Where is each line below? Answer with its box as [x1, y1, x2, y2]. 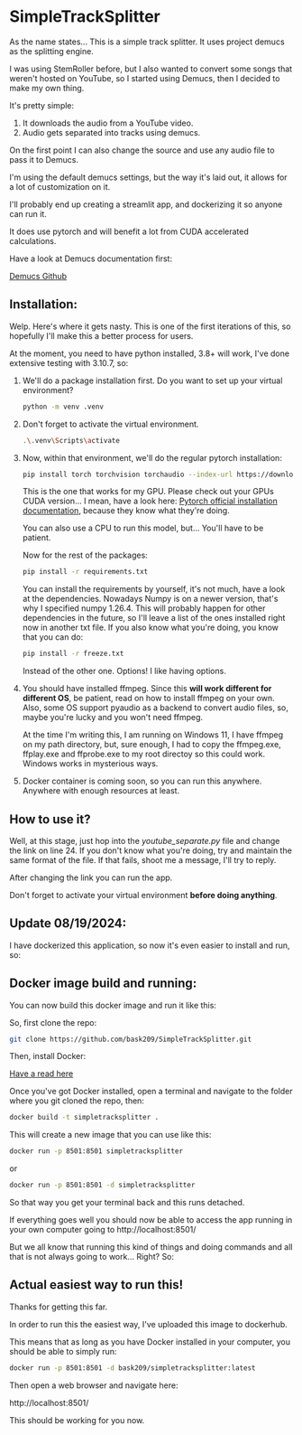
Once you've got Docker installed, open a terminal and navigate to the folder [9, 1086, 293, 1097]
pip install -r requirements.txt [22, 567, 149, 577]
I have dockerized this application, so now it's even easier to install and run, [9, 940, 290, 951]
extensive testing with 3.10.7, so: [9, 357, 129, 368]
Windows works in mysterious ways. [22, 758, 159, 769]
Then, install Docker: [9, 1051, 87, 1062]
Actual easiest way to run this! [9, 1277, 184, 1293]
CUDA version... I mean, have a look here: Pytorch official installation [22, 495, 278, 507]
